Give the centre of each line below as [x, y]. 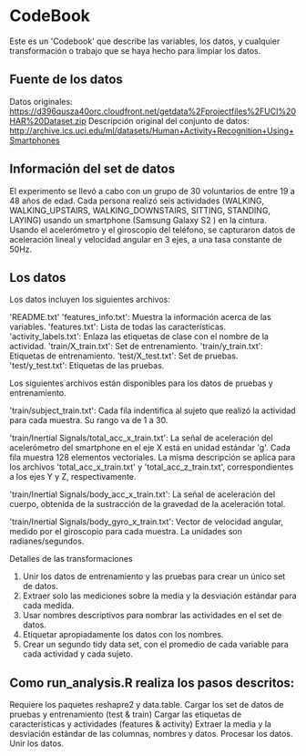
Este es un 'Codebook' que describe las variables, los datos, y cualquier [145, 41]
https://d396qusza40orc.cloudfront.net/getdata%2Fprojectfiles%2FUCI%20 [153, 111]
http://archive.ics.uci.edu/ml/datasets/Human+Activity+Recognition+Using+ [152, 130]
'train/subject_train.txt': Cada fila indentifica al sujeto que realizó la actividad [153, 410]
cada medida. [48, 606]
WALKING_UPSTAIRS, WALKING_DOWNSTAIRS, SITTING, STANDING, [140, 210]
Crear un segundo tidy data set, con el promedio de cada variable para [155, 645]
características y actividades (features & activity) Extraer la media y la [140, 724]
